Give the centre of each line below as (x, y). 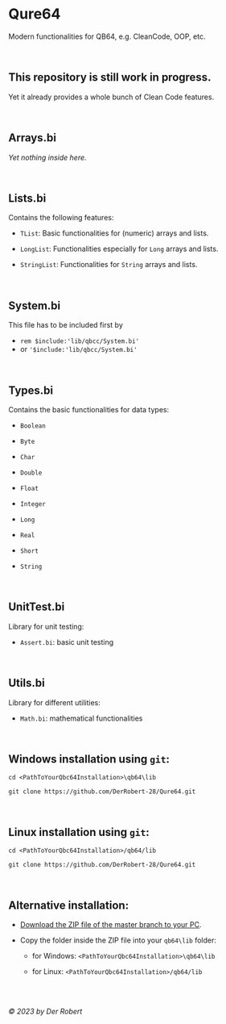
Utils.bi (27, 683)
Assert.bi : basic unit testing (67, 642)
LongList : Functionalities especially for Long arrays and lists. (119, 249)
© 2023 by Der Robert (45, 1011)
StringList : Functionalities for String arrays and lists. (109, 265)
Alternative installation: (69, 905)
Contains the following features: (61, 218)
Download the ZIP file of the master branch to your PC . (111, 925)
